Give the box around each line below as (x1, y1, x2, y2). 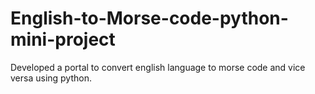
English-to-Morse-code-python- (10, 7, 289, 30)
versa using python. (10, 72, 92, 84)
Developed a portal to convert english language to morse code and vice (10, 61, 306, 73)
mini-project (10, 28, 116, 51)
